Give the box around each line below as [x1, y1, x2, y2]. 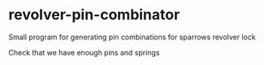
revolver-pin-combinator [8, 6, 180, 24]
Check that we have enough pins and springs [8, 47, 160, 57]
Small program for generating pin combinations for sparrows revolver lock [8, 32, 256, 42]
